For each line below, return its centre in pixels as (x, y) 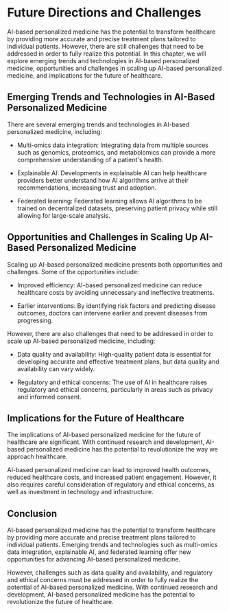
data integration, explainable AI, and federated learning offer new (99, 552)
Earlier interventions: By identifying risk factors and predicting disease (116, 305)
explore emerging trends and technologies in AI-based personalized (103, 60)
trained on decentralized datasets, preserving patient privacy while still (117, 208)
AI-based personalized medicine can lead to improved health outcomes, (109, 470)
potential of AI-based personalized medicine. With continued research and (112, 587)
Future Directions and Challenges (104, 13)
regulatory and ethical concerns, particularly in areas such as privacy (115, 389)
